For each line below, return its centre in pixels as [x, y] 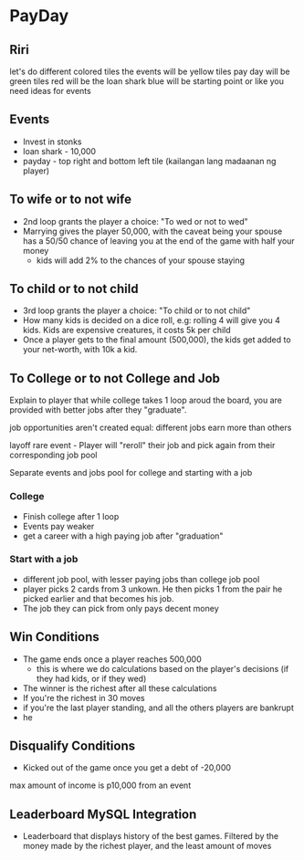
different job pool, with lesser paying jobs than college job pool [141, 579]
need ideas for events [50, 91]
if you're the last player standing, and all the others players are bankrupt [158, 708]
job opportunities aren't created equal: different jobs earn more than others [151, 428]
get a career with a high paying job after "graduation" [123, 536]
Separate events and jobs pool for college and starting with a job [131, 473]
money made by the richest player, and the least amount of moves [147, 846]
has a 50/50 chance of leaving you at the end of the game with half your [158, 241]
